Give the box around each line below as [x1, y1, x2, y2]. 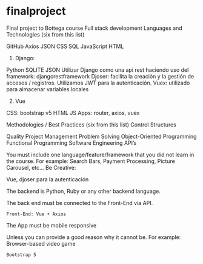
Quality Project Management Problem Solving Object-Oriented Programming [6, 133, 197, 140]
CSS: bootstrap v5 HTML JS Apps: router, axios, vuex [6, 109, 140, 116]
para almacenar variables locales [6, 85, 89, 92]
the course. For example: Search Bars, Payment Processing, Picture [6, 157, 176, 165]
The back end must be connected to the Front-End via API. [6, 199, 153, 206]
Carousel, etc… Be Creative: [6, 164, 76, 171]
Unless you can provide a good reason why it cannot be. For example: [6, 233, 181, 241]
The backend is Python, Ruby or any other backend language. [6, 187, 161, 195]
